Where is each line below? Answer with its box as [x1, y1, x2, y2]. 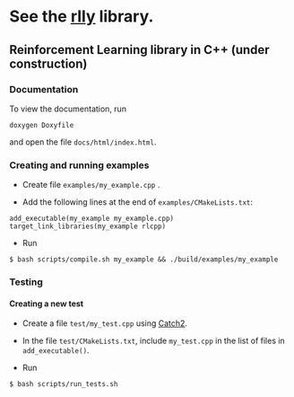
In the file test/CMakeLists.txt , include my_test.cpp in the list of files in [22, 335, 285, 347]
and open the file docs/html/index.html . [9, 137, 157, 147]
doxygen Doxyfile [9, 120, 74, 129]
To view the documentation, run [9, 103, 127, 114]
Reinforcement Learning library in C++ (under [9, 42, 271, 57]
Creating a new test [9, 298, 83, 309]
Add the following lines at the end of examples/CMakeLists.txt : [22, 197, 254, 207]
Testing [9, 276, 43, 288]
